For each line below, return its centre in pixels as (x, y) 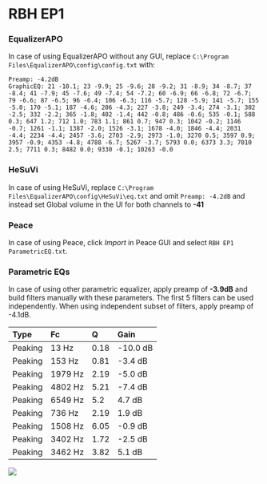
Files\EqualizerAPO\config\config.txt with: (82, 65)
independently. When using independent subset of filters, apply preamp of (131, 306)
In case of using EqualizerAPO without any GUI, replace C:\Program (119, 56)
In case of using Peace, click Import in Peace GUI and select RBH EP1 (121, 243)
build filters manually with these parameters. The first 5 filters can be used (131, 298)
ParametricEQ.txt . (38, 251)
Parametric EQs (39, 272)
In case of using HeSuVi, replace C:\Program (81, 187)
